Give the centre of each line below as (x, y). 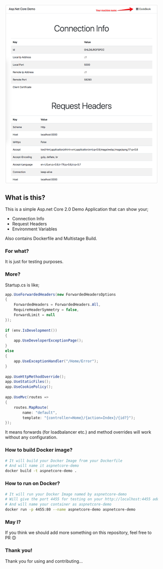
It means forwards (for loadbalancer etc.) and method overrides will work (78, 432)
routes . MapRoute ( (31, 407)
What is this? (25, 198)
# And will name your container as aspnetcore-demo (58, 504)
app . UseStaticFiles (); (28, 382)
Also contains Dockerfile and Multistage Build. (51, 238)
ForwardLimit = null (34, 315)
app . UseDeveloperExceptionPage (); (49, 341)
